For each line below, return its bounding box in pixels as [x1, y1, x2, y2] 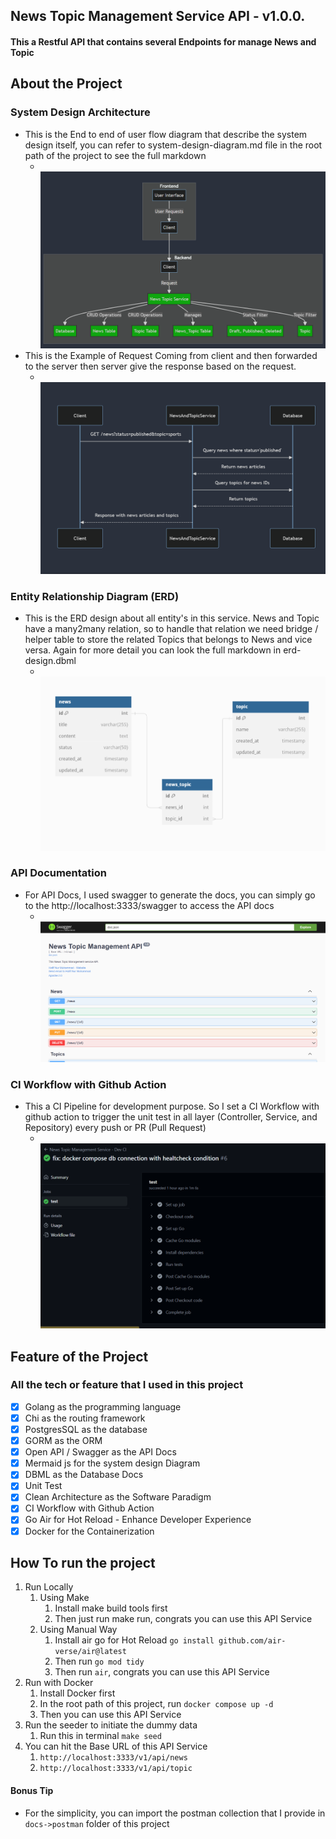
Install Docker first [39, 1687, 116, 1699]
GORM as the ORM [24, 1435, 103, 1447]
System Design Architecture [10, 105, 151, 119]
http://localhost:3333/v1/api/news [39, 1753, 188, 1763]
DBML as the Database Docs [24, 1469, 144, 1481]
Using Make [39, 1592, 90, 1604]
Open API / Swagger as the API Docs [24, 1446, 177, 1458]
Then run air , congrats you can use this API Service [54, 1666, 270, 1678]
